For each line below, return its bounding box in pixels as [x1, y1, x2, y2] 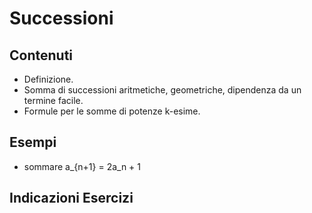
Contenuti [9, 47, 74, 64]
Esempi [9, 134, 57, 151]
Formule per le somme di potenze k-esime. [23, 105, 201, 117]
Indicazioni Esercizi [9, 190, 134, 207]
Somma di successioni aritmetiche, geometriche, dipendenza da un [23, 84, 302, 96]
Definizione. [23, 73, 74, 85]
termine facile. [23, 95, 84, 106]
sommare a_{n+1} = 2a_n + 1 [23, 160, 142, 172]
